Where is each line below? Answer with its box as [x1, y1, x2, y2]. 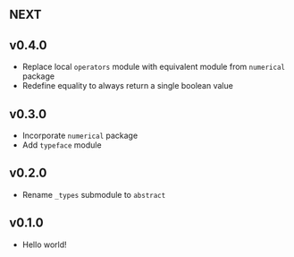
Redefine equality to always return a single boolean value [21, 81, 234, 91]
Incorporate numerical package [21, 130, 139, 141]
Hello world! [21, 239, 67, 250]
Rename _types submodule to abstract [21, 189, 166, 200]
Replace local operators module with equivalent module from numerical [21, 62, 286, 73]
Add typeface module [21, 140, 102, 150]
